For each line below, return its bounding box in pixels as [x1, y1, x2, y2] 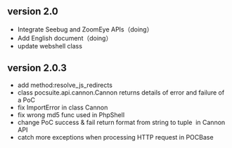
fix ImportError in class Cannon [17, 103, 108, 112]
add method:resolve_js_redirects [17, 81, 112, 89]
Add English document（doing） [17, 34, 112, 42]
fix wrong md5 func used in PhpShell [17, 110, 125, 119]
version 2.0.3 [7, 62, 67, 74]
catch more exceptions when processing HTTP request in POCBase [17, 133, 214, 141]
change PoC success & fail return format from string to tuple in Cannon [17, 118, 226, 126]
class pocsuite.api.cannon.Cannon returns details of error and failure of [17, 88, 225, 97]
